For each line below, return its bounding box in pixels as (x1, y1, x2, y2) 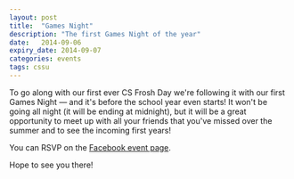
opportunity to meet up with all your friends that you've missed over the (9, 115, 273, 126)
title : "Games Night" (9, 21, 94, 30)
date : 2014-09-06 (9, 37, 82, 47)
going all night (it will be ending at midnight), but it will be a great (9, 106, 247, 117)
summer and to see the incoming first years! (9, 125, 172, 135)
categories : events (9, 54, 82, 63)
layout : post (9, 12, 58, 22)
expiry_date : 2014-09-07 (9, 46, 102, 55)
